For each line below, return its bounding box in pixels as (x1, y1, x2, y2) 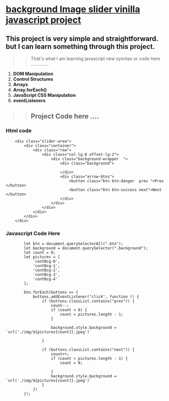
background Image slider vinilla (6, 4, 140, 15)
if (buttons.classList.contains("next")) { (41, 347, 135, 352)
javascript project (6, 14, 81, 26)
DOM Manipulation (13, 71, 53, 77)
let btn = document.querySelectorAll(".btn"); (24, 241, 124, 246)
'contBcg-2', (32, 267, 60, 273)
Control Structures (13, 76, 53, 82)
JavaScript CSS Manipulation (13, 92, 76, 98)
